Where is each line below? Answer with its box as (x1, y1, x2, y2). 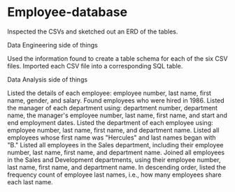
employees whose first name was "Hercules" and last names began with (7, 133, 216, 142)
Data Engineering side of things (7, 40, 98, 49)
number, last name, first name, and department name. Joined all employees (7, 148, 225, 156)
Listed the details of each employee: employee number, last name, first (7, 89, 212, 97)
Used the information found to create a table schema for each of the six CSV (7, 54, 228, 63)
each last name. (7, 177, 54, 186)
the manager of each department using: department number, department (7, 103, 218, 112)
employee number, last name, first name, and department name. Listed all (7, 126, 220, 134)
